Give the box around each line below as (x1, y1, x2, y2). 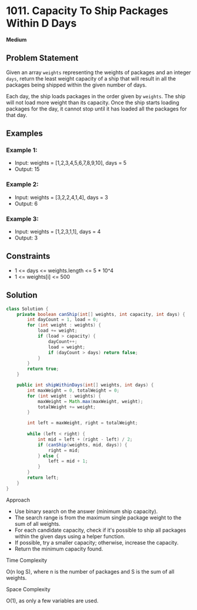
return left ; (27, 475, 59, 481)
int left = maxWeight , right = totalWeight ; (27, 420, 138, 426)
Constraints (6, 251, 51, 261)
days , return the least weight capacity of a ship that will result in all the (6, 75, 176, 82)
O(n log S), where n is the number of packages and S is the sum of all (6, 568, 175, 575)
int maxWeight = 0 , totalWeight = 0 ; (27, 387, 119, 394)
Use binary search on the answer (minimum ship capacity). (14, 508, 158, 515)
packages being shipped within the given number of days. (6, 81, 147, 88)
